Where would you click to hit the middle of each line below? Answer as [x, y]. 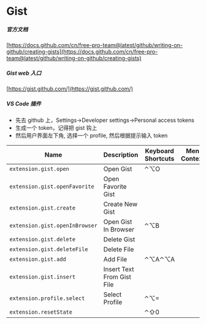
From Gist [117, 277]
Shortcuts [160, 159]
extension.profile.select [47, 299]
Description [121, 155]
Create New [120, 205]
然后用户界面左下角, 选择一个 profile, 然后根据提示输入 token [91, 135]
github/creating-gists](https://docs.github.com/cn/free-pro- [82, 52]
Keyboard [160, 151]
